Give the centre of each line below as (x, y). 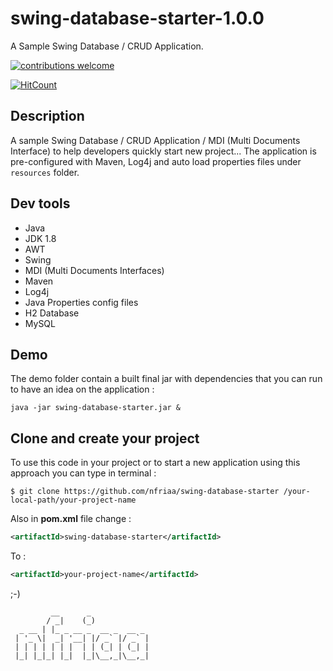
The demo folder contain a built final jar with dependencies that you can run (166, 379)
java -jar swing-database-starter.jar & (96, 408)
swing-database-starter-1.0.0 (137, 18)
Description (47, 116)
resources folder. (45, 172)
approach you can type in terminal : (83, 473)
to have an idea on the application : (82, 389)
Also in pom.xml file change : (71, 519)
